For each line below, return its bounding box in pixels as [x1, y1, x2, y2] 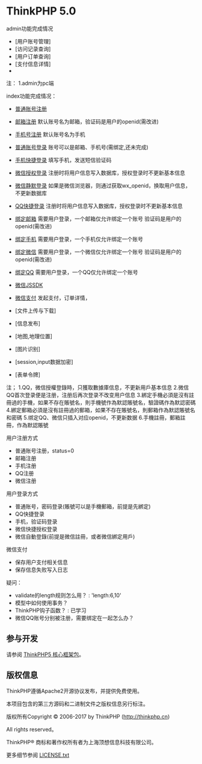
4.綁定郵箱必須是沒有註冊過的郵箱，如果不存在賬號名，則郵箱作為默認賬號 [6, 406, 191, 413]
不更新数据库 [14, 189, 47, 196]
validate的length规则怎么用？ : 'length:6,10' [14, 592, 121, 599]
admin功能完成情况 [6, 25, 54, 32]
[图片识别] [14, 345, 41, 352]
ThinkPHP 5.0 [6, 4, 76, 18]
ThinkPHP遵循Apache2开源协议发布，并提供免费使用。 [6, 687, 143, 694]
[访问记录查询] [14, 45, 51, 52]
